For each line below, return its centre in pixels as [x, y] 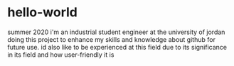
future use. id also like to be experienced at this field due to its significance [117, 47]
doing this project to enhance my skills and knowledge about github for [111, 39]
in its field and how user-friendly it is [61, 55]
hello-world [43, 12]
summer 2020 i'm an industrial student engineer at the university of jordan [116, 32]
